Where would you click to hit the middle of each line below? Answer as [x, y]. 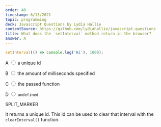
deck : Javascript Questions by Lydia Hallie [53, 24]
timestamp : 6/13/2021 [28, 15]
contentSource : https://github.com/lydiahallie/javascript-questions [81, 29]
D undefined [22, 94]
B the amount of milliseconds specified [50, 73]
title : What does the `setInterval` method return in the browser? [78, 34]
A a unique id [23, 63]
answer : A [16, 39]
